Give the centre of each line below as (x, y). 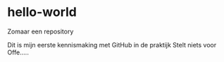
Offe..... (18, 52)
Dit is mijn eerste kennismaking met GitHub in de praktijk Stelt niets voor (112, 45)
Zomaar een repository (41, 31)
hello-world (42, 12)
